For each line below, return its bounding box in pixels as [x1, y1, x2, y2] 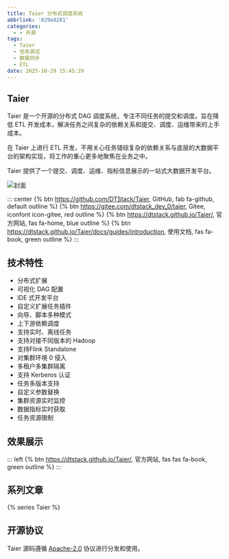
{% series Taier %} [7, 503, 60, 511]
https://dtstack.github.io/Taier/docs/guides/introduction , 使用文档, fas [7, 228, 204, 236]
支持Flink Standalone [16, 345, 77, 353]
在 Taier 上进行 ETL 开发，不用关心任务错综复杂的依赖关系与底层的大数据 [7, 143, 213, 152]
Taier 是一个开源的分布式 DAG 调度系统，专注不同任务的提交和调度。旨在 [7, 112, 213, 120]
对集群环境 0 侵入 [16, 354, 67, 362]
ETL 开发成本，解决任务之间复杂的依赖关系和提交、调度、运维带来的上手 [14, 121, 220, 129]
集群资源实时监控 [16, 396, 66, 405]
